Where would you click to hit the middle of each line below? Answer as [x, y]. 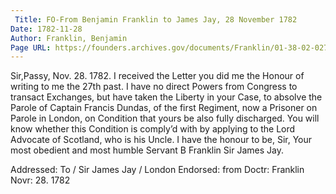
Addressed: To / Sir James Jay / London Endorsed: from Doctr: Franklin [157, 170]
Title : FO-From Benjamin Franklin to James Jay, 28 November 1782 [156, 19]
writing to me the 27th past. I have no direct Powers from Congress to [154, 87]
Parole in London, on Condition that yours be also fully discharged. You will [165, 118]
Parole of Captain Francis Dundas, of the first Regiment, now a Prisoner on [164, 108]
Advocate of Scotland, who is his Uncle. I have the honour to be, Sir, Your [161, 140]
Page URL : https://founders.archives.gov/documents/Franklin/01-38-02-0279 [171, 47]
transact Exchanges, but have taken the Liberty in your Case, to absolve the [166, 97]
